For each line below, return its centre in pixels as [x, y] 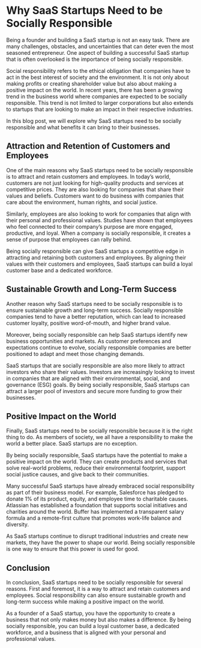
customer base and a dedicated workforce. [59, 270]
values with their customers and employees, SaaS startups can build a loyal [100, 264]
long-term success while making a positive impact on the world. [85, 602]
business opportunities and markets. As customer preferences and [89, 341]
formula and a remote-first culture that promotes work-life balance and [94, 518]
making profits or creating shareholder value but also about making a [91, 83]
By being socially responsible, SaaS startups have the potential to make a [97, 455]
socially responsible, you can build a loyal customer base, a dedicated [93, 626]
